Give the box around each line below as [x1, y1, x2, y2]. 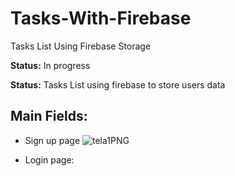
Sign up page [24, 134, 81, 146]
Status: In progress [10, 59, 91, 71]
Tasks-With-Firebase [10, 7, 192, 30]
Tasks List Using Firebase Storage [10, 40, 152, 52]
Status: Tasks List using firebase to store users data [10, 78, 226, 91]
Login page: [24, 153, 75, 166]
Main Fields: [10, 108, 88, 125]
